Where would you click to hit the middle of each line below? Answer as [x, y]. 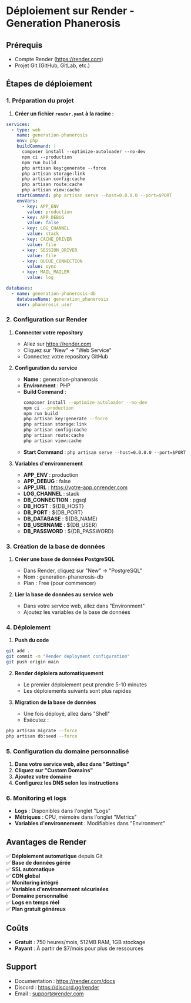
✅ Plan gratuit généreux [36, 909]
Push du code [32, 640]
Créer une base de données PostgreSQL [64, 559]
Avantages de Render [46, 842]
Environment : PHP [47, 385]
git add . [18, 651]
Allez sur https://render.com [57, 344]
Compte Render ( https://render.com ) [59, 59]
